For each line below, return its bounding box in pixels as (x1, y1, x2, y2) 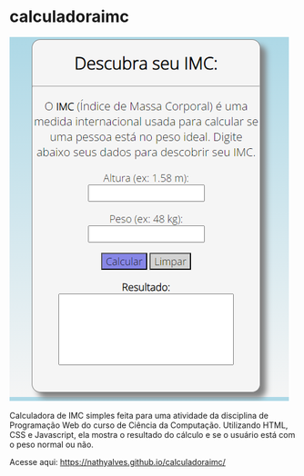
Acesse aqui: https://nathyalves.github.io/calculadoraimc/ (9, 456, 226, 467)
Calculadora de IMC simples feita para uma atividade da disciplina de (9, 410, 269, 421)
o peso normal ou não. (9, 439, 94, 450)
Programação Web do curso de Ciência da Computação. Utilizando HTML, (9, 420, 289, 431)
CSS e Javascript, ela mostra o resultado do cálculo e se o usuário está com (9, 429, 296, 440)
